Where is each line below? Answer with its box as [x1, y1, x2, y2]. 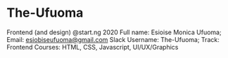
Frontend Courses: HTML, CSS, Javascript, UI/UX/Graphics [6, 43, 179, 51]
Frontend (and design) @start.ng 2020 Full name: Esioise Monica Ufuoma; [6, 28, 222, 36]
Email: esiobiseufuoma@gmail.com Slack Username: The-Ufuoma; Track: [6, 35, 220, 43]
